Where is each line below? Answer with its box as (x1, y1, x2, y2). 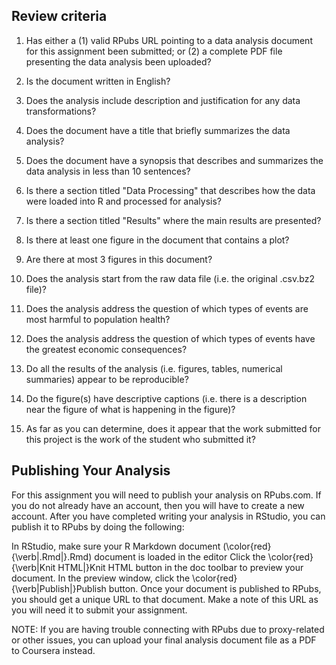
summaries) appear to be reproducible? (25, 373, 189, 385)
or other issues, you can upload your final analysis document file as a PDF (11, 634, 317, 646)
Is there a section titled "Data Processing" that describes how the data (25, 184, 316, 196)
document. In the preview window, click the (11, 572, 191, 584)
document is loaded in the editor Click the (94, 550, 266, 563)
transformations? (25, 105, 97, 117)
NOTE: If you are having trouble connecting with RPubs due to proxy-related (11, 623, 325, 635)
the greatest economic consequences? (25, 343, 188, 355)
